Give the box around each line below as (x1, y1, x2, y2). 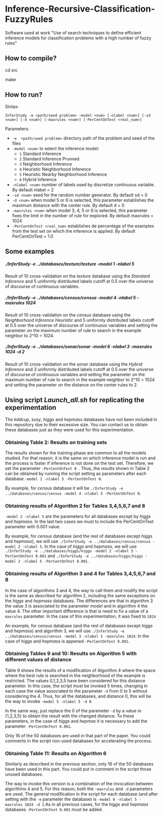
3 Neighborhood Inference (19, 161, 72, 167)
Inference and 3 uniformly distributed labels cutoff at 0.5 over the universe (5, 366, 154, 372)
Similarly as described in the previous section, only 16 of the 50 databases (5, 761, 154, 767)
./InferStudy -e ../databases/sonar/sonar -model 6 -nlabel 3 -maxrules (5, 344, 152, 349)
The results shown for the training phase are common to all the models (5, 450, 147, 455)
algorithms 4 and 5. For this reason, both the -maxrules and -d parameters (5, 786, 153, 792)
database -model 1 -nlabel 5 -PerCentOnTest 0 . (5, 475, 102, 482)
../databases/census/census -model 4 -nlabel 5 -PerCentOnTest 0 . (5, 490, 141, 496)
